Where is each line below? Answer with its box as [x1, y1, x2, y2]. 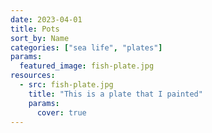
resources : [10, 71, 56, 81]
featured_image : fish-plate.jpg [19, 61, 155, 71]
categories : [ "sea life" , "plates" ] [10, 42, 163, 53]
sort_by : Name [10, 33, 70, 43]
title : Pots [10, 24, 60, 34]
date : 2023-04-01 [10, 14, 83, 25]
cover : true [36, 107, 87, 118]
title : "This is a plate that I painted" [28, 89, 203, 99]
